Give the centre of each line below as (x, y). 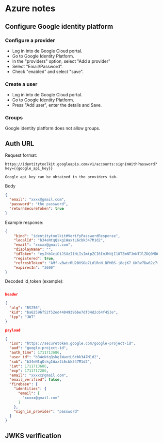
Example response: (24, 222)
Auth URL (20, 143)
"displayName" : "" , (33, 249)
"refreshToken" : (30, 263)
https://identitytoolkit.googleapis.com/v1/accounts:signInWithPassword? (81, 164)
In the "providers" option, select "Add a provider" (61, 61)
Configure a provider (30, 40)
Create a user (21, 84)
